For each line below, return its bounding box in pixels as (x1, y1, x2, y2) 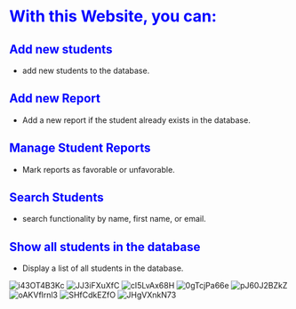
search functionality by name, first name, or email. (21, 214, 206, 224)
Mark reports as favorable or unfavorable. (21, 164, 175, 175)
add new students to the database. (21, 65, 150, 76)
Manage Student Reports (9, 141, 151, 156)
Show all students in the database (9, 239, 201, 255)
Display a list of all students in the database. (21, 263, 184, 273)
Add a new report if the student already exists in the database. (21, 114, 251, 126)
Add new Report (9, 91, 100, 106)
